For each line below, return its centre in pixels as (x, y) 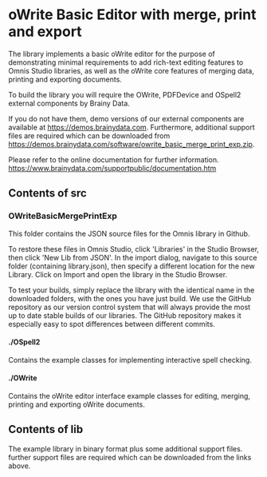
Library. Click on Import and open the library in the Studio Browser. (118, 274)
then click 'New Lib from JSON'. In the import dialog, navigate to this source (133, 257)
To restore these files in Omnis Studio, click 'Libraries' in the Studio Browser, (134, 248)
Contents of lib (46, 429)
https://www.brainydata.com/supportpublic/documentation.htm (112, 168)
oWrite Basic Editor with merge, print (132, 15)
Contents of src (48, 193)
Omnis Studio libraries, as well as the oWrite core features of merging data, (132, 70)
